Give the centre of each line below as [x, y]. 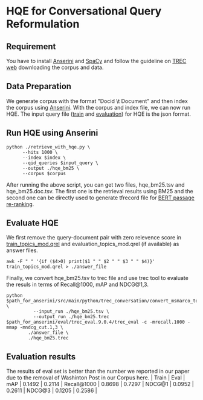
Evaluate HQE [33, 223]
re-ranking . [20, 204]
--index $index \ [44, 158]
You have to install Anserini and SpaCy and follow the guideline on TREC [96, 61]
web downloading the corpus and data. [55, 67]
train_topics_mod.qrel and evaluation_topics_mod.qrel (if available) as [93, 244]
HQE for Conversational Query [84, 11]
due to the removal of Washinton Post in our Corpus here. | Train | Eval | [96, 378]
